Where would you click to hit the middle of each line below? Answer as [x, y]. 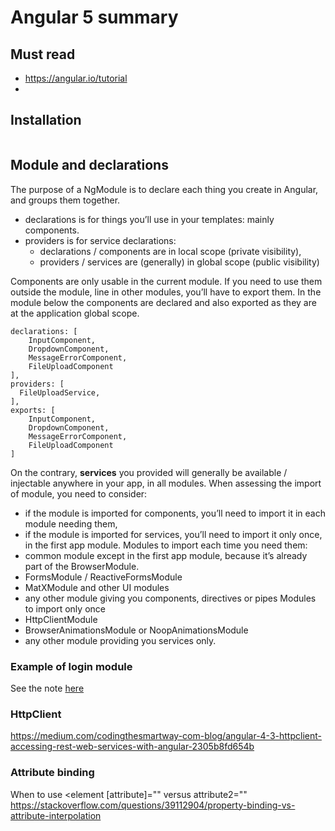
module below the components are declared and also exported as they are [163, 302]
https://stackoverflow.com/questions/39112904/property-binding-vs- [153, 805]
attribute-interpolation [56, 815]
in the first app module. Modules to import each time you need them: [166, 545]
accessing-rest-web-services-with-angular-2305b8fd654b [132, 747]
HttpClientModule [61, 619]
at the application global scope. [75, 313]
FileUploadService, [60, 392]
